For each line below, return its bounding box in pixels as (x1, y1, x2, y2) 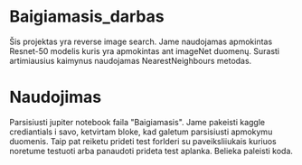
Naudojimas (9, 87, 102, 107)
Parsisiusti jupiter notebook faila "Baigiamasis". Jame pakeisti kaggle (9, 116, 265, 127)
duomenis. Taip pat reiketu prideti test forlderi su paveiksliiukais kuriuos (9, 135, 278, 146)
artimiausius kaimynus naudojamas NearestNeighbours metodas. (9, 55, 252, 66)
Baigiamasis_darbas (9, 6, 165, 27)
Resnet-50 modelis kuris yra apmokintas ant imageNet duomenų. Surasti (9, 45, 280, 56)
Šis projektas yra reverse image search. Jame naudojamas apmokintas (9, 36, 273, 47)
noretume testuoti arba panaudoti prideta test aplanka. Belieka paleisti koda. (9, 145, 294, 156)
